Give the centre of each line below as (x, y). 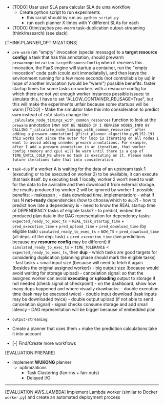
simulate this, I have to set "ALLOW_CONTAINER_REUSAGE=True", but (83, 99)
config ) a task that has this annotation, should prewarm (68, 57)
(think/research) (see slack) (40, 33)
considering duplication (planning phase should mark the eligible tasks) (84, 257)
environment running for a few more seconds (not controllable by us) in (84, 78)
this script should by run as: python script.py (73, 17)
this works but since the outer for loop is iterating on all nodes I (85, 138)
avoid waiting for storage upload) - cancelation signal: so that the (78, 273)
